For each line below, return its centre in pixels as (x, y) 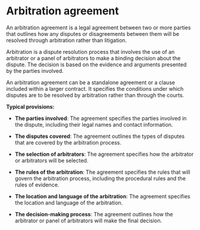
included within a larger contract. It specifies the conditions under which (95, 88)
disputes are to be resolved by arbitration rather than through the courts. (95, 95)
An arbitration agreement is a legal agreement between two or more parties (99, 27)
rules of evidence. (37, 185)
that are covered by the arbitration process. (68, 142)
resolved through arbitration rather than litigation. (66, 40)
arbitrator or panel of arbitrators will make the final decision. (88, 220)
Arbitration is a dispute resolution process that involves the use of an (90, 51)
